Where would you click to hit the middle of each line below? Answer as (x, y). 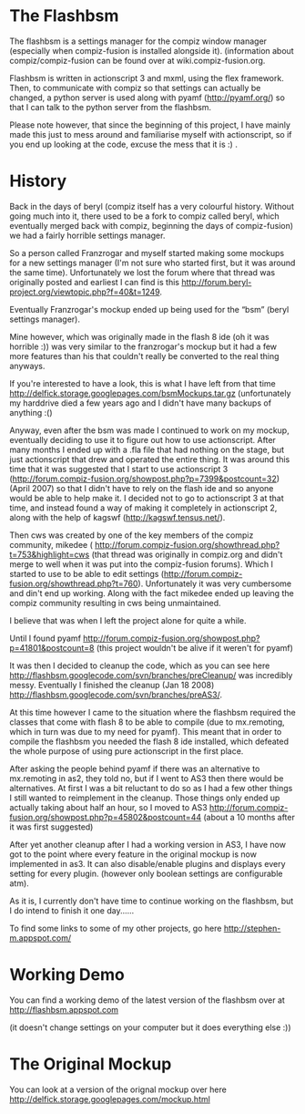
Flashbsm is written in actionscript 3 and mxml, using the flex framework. (147, 77)
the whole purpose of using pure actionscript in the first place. (127, 751)
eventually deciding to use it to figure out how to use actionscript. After (142, 439)
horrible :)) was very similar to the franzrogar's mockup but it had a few (143, 346)
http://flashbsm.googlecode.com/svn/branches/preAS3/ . (116, 695)
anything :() (31, 412)
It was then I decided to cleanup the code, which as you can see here (140, 665)
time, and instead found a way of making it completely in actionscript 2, (143, 508)
